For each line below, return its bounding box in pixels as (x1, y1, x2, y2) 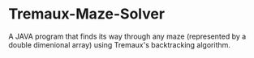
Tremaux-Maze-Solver (8, 5, 165, 23)
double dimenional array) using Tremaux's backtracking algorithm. (8, 39, 231, 49)
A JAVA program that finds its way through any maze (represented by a (8, 31, 247, 41)
